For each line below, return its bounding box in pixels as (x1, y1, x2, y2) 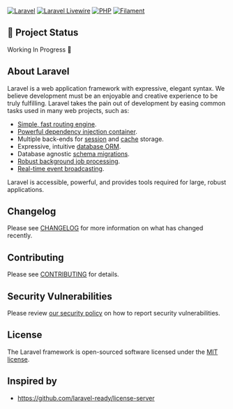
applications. (7, 185, 44, 193)
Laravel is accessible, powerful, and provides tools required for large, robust (7, 178, 227, 186)
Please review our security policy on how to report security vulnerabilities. (7, 309, 220, 318)
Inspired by (7, 375, 57, 387)
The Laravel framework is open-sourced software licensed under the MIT (7, 348, 218, 356)
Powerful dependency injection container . (17, 127, 137, 135)
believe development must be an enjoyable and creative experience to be (7, 91, 218, 100)
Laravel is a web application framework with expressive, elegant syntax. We (7, 84, 225, 92)
